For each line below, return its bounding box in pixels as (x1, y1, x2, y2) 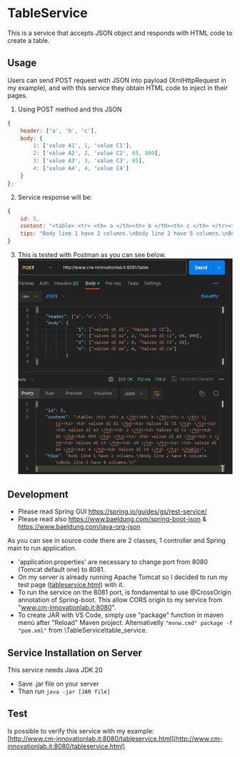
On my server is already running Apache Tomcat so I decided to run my (17, 573, 229, 581)
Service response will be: (17, 193, 93, 201)
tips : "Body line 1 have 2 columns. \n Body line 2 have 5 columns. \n (20, 230, 229, 237)
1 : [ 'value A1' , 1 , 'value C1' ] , (33, 142, 133, 149)
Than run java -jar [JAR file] (17, 687, 111, 696)
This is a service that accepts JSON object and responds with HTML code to (7, 29, 233, 37)
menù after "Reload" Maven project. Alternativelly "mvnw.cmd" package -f (17, 618, 233, 627)
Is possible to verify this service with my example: (7, 726, 154, 735)
